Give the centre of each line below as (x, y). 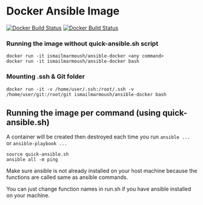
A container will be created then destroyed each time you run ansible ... (98, 137)
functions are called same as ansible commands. (67, 177)
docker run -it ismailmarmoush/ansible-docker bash (73, 62)
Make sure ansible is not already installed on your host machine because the (102, 171)
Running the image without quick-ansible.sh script (82, 44)
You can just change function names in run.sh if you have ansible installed (99, 189)
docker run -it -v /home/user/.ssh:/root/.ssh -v (70, 89)
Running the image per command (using (84, 113)
